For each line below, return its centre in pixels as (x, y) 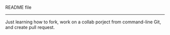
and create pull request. (30, 27)
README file (18, 7)
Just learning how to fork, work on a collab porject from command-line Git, (83, 22)
